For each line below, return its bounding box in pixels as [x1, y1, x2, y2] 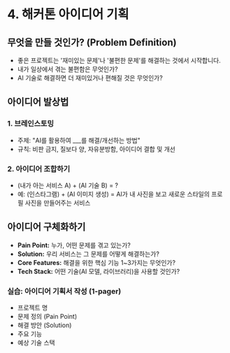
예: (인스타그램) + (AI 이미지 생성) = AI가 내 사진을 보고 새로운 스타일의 [17, 189, 210, 198]
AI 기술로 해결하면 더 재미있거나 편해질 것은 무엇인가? [17, 74, 163, 82]
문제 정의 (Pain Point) [17, 312, 78, 321]
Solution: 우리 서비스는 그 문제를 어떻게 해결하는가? [17, 250, 159, 258]
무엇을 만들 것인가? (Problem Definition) [7, 36, 177, 48]
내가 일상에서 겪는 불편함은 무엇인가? [17, 65, 118, 73]
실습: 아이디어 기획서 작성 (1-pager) [7, 286, 122, 296]
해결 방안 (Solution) [17, 321, 72, 329]
